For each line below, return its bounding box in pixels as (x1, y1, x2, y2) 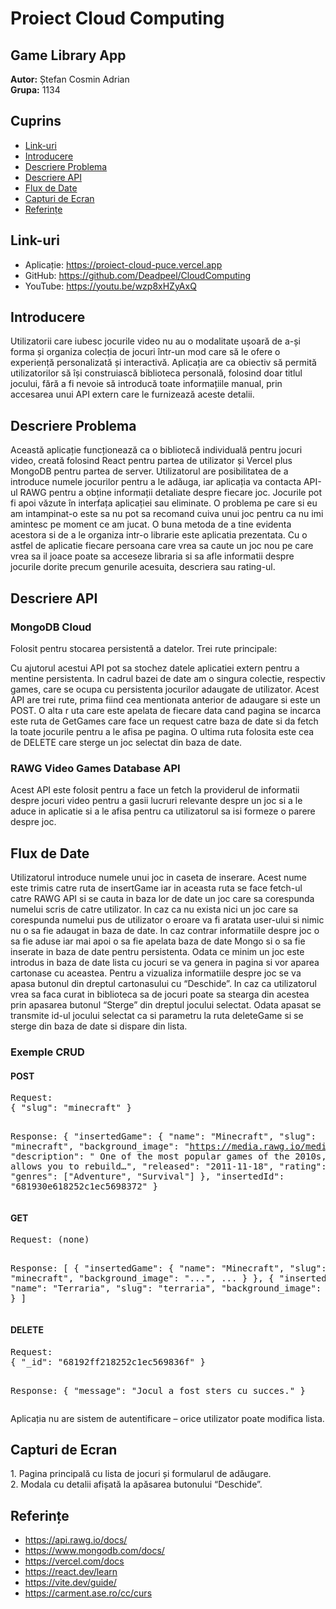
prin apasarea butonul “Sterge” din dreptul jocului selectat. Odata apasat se (10, 999, 322, 1011)
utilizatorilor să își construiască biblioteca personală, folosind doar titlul (10, 367, 303, 379)
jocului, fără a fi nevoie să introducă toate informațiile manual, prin (10, 378, 283, 390)
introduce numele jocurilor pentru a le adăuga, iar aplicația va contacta (10, 476, 302, 488)
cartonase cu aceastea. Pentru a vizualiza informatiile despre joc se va (10, 967, 302, 979)
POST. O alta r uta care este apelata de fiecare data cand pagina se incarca (10, 704, 322, 716)
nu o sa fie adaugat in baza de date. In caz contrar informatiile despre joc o (10, 925, 320, 937)
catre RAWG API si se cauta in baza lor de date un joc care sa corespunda (10, 893, 315, 905)
